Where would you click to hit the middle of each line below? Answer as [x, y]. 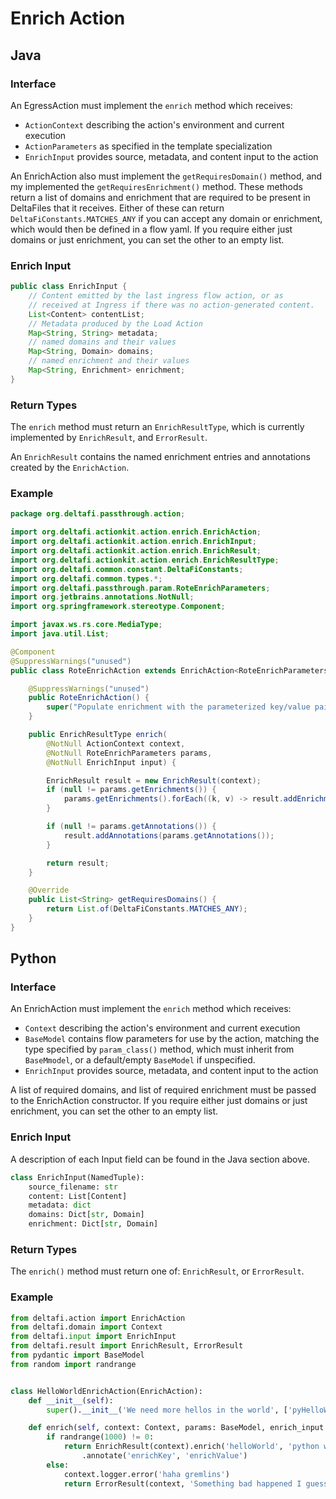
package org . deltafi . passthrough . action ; [98, 514]
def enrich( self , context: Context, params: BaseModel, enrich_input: [178, 1428]
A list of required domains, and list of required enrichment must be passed [163, 1090]
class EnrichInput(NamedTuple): [77, 1177]
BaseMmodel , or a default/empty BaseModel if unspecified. [140, 1060]
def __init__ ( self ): [71, 1400]
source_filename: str [73, 1187]
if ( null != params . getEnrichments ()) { [131, 790]
